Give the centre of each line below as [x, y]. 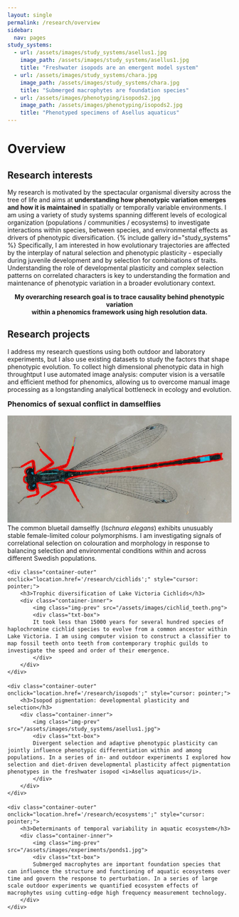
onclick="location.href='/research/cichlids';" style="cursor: [103, 579]
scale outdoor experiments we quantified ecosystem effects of [103, 886]
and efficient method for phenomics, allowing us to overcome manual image [119, 382]
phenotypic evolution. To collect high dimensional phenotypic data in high [116, 366]
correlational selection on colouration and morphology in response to [108, 543]
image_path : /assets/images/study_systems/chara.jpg [100, 83]
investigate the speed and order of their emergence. [89, 651]
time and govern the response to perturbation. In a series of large [113, 879]
